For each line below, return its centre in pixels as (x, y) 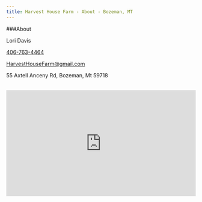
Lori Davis (19, 40)
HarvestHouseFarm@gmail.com (46, 64)
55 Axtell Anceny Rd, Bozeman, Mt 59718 (57, 75)
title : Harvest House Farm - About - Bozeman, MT (70, 12)
